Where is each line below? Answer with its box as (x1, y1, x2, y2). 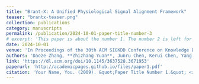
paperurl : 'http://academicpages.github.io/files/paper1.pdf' (6, 63, 163, 70)
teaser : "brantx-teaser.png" (6, 14, 78, 20)
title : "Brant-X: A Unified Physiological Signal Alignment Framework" (6, 8, 187, 15)
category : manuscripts (6, 25, 62, 31)
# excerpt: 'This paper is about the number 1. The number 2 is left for (6, 36, 192, 42)
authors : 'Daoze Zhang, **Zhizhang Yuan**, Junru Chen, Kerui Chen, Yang (6, 53, 192, 59)
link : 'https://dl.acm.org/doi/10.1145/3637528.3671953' (6, 58, 150, 64)
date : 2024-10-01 (6, 42, 49, 48)
